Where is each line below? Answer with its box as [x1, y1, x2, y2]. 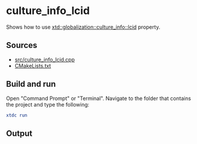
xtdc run [6, 112, 28, 118]
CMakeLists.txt [14, 62, 51, 69]
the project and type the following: [6, 101, 89, 108]
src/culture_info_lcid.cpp [14, 56, 75, 63]
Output [6, 128, 32, 138]
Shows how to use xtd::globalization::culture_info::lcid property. [6, 23, 161, 30]
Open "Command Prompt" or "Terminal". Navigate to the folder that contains [6, 95, 191, 102]
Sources [6, 40, 38, 50]
